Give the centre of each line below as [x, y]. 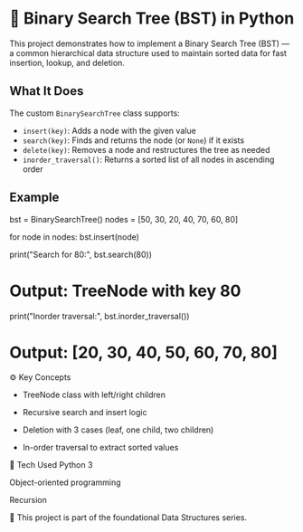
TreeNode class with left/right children [94, 395]
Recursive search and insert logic [85, 413]
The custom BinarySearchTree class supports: [95, 113]
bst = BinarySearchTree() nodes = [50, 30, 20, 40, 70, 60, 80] [124, 219]
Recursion [28, 500]
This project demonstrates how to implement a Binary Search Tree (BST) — [150, 43]
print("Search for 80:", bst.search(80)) [80, 254]
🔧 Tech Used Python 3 [51, 465]
